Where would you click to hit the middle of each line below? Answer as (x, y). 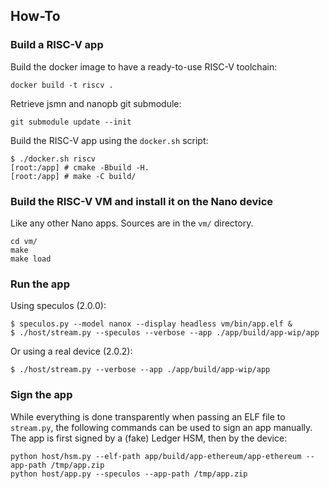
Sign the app (41, 395)
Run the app (40, 284)
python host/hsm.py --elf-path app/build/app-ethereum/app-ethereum (156, 456)
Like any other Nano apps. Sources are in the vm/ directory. (132, 223)
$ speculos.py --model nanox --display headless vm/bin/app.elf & (151, 324)
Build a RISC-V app (57, 45)
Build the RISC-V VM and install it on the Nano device (141, 201)
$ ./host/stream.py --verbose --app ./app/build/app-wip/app (140, 370)
